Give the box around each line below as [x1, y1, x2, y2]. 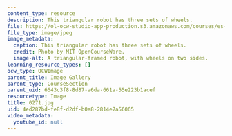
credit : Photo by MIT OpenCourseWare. [13, 49, 126, 56]
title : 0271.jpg [7, 100, 54, 106]
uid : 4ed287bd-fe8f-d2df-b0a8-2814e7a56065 [7, 106, 135, 113]
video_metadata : [7, 112, 54, 119]
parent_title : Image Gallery [7, 73, 91, 81]
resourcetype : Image [7, 93, 67, 100]
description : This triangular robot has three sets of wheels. [7, 16, 193, 23]
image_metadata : [7, 36, 54, 43]
